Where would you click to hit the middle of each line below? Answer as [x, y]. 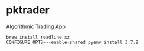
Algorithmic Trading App [36, 26]
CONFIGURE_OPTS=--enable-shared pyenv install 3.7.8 [72, 42]
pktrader [28, 10]
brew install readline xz [38, 37]
